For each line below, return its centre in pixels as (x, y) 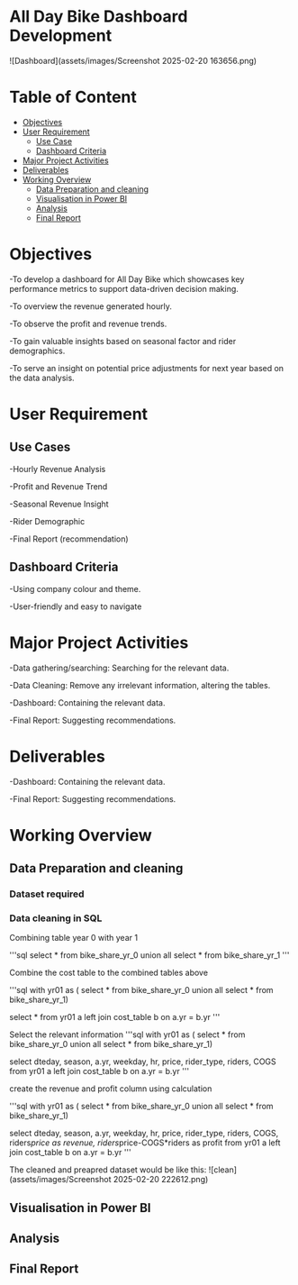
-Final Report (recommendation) (69, 539)
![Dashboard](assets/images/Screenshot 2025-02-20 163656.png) (133, 60)
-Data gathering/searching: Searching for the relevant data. (119, 668)
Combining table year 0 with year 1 (73, 938)
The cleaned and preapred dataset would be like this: (108, 1170)
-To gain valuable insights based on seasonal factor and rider (123, 341)
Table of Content (73, 97)
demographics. (37, 351)
